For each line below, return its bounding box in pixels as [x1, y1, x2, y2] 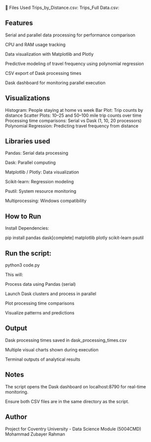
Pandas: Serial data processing [5, 150, 69, 156]
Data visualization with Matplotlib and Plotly [5, 51, 94, 57]
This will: [5, 272, 23, 278]
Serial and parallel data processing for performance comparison [5, 32, 136, 38]
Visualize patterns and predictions [5, 310, 75, 316]
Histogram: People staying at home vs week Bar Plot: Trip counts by [5, 107, 143, 113]
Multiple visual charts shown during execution [5, 346, 99, 352]
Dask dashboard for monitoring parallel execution [5, 79, 106, 86]
